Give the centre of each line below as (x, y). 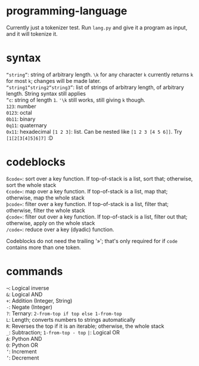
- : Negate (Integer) (29, 307)
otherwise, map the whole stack (45, 198)
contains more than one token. (44, 247)
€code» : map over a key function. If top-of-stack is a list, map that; (87, 191)
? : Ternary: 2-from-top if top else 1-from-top (64, 313)
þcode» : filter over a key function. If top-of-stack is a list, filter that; (87, 204)
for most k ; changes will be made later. (54, 81)
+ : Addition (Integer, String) (39, 300)
